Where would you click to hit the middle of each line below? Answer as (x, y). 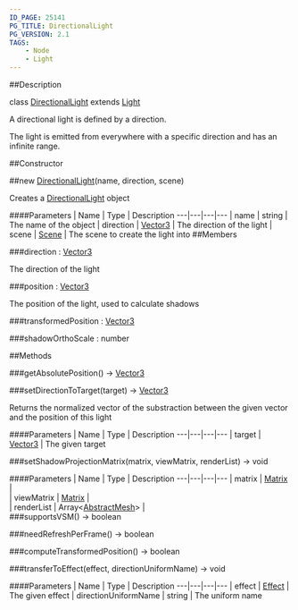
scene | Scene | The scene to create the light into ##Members (124, 234)
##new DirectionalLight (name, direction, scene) (97, 181)
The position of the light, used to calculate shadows (104, 304)
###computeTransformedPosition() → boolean (95, 551)
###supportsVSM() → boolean (66, 517)
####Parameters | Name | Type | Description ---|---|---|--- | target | (135, 434)
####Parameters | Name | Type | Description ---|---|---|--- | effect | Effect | (149, 586)
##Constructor (37, 163)
